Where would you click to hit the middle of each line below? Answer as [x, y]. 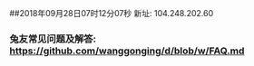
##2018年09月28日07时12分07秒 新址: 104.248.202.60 [112, 13]
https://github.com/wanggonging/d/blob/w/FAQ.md [127, 51]
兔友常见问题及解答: [53, 39]
